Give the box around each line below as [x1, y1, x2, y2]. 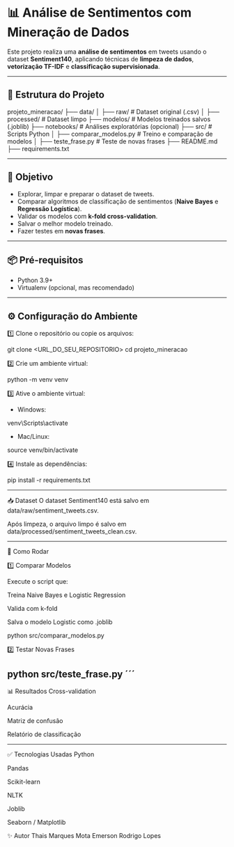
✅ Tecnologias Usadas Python [7, 750, 95, 759]
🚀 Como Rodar [7, 547, 49, 556]
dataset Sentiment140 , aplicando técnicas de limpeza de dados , [7, 54, 194, 63]
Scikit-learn [7, 777, 40, 786]
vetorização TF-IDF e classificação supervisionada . [7, 62, 160, 70]
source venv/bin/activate [7, 446, 79, 454]
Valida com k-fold [7, 605, 58, 613]
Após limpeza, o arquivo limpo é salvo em [7, 520, 127, 529]
